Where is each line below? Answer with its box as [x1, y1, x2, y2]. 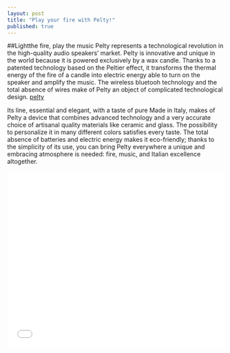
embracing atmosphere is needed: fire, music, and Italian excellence [7, 150, 201, 158]
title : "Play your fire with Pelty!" [7, 17, 116, 23]
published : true [7, 23, 54, 30]
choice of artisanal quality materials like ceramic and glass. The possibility [7, 121, 218, 129]
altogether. [7, 158, 38, 166]
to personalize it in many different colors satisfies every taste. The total [7, 128, 209, 136]
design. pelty [7, 93, 45, 101]
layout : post [7, 10, 45, 17]
